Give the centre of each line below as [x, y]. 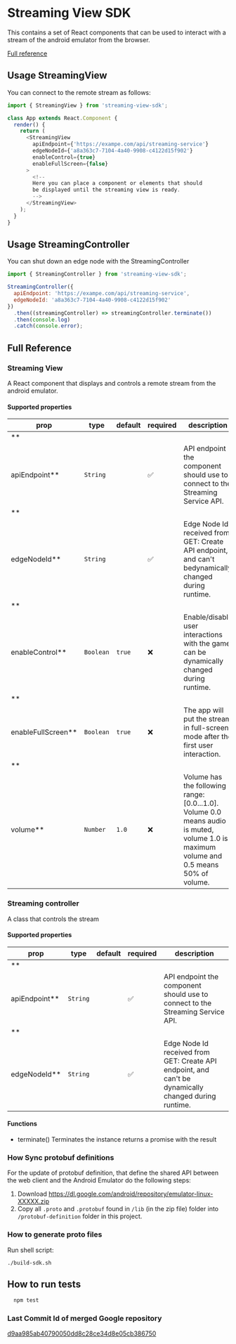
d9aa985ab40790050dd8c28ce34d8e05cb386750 [82, 1333]
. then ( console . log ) [42, 320]
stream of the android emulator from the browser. [79, 39]
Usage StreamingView [57, 76]
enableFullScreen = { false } [71, 164]
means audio [205, 821]
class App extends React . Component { [63, 118]
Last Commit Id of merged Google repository [85, 1319]
